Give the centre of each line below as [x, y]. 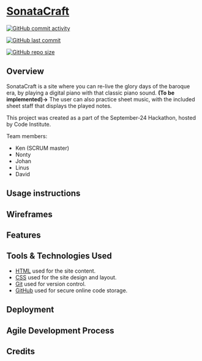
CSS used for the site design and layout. [66, 277]
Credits [21, 351]
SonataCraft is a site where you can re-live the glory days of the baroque [98, 86]
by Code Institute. [29, 124]
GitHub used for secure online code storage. [71, 290]
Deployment [30, 310]
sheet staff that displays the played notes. [59, 106]
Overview [25, 72]
